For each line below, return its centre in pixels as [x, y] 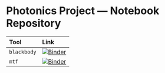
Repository [34, 23]
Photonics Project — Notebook [83, 11]
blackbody [23, 52]
